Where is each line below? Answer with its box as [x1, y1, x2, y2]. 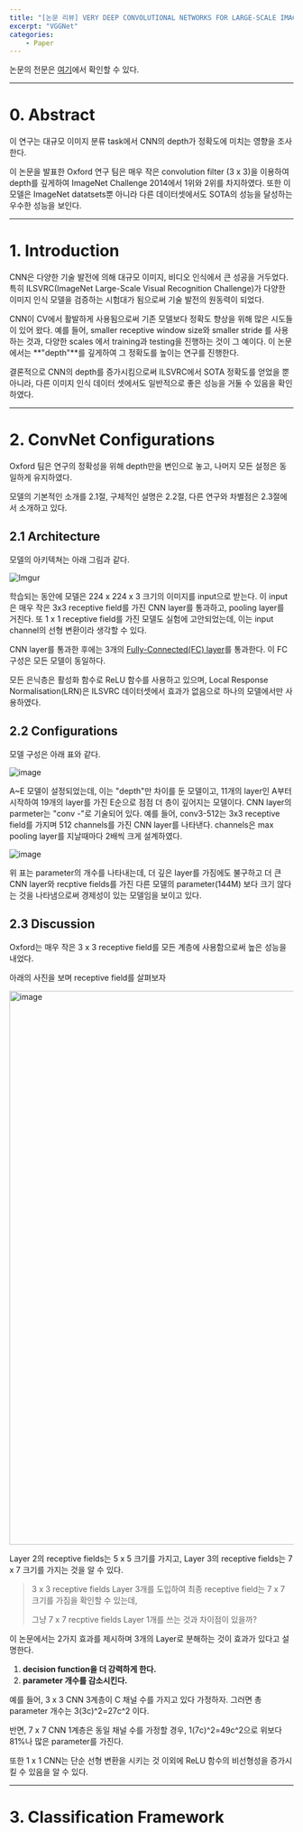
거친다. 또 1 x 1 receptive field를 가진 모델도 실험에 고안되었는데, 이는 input [9, 613, 274, 624]
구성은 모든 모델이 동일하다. [9, 655, 106, 666]
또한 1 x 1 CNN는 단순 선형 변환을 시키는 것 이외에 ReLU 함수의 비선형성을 [9, 1754, 269, 1765]
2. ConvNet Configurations [9, 430, 216, 450]
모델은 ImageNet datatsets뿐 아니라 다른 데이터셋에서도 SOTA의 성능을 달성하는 [9, 189, 293, 199]
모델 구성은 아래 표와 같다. [9, 748, 101, 759]
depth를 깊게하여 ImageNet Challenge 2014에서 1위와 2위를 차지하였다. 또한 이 [9, 178, 291, 189]
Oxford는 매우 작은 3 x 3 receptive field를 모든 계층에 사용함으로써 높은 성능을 [9, 941, 287, 952]
